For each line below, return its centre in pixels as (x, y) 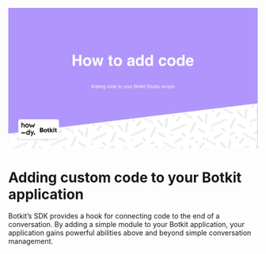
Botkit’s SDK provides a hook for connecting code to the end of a (114, 216)
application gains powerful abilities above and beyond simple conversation (130, 233)
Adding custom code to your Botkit (125, 177)
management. (31, 241)
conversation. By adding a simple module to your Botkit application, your (127, 225)
